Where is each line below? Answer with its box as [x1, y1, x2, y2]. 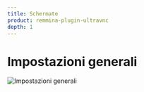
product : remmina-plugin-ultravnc [7, 17, 109, 24]
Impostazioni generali [7, 53, 138, 70]
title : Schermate [7, 10, 59, 18]
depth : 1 [7, 23, 33, 30]
